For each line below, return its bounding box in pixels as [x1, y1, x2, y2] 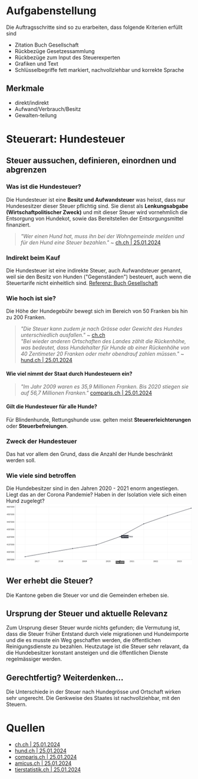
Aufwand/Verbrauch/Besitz [14, 105, 81, 113]
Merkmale [6, 84, 44, 94]
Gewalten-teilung [14, 111, 57, 119]
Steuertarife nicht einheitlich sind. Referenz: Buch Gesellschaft [6, 279, 158, 287]
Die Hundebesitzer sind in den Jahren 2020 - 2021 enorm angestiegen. [6, 485, 179, 492]
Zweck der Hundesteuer [6, 437, 77, 445]
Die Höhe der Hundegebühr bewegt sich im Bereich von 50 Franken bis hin [6, 308, 188, 315]
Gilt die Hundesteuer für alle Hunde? [6, 403, 97, 410]
